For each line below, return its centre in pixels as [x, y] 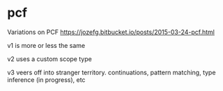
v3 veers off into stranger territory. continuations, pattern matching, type [111, 72]
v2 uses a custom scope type [49, 59]
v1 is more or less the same [46, 45]
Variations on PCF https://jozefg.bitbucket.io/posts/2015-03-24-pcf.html [111, 32]
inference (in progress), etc [46, 80]
